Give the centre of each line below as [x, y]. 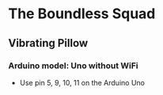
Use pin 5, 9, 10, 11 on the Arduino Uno [82, 82]
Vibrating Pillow [48, 43]
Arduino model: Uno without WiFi [73, 66]
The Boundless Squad [82, 14]
